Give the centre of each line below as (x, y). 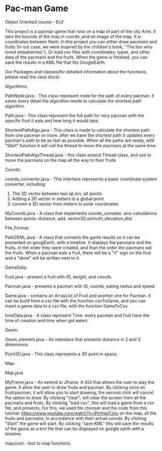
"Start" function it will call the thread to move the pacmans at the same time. (81, 145)
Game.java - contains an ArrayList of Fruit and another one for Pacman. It (78, 295)
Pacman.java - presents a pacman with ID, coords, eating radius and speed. (81, 286)
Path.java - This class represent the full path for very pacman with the (74, 115)
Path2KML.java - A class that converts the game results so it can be (73, 237)
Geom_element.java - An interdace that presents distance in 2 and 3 (73, 339)
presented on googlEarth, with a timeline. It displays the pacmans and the (78, 242)
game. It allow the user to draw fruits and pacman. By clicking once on (75, 387)
